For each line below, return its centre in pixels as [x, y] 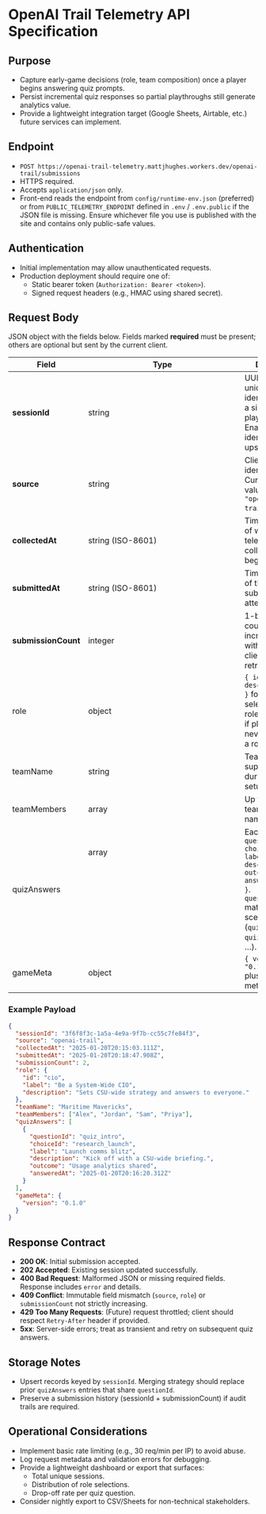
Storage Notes [44, 1362]
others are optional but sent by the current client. [88, 345]
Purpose [30, 61]
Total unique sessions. [68, 1476]
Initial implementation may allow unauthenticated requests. [116, 267]
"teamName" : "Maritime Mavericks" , [74, 1107]
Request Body [44, 318]
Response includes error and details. [80, 1287]
